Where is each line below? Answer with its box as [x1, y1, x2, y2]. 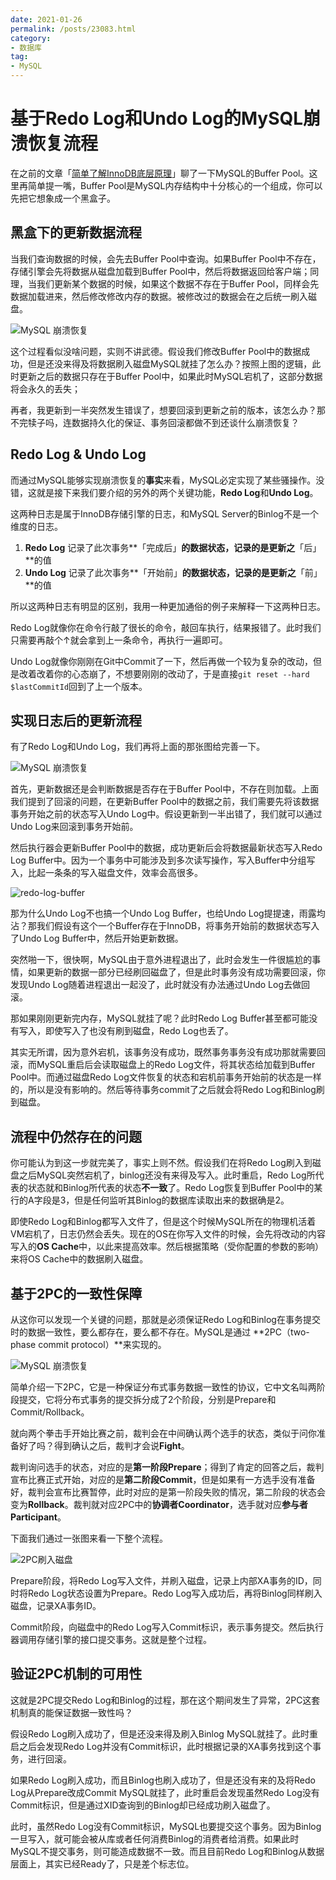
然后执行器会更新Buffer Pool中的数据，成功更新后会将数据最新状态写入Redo [10, 842, 323, 854]
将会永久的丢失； [10, 382, 81, 395]
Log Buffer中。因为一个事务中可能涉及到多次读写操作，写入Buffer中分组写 [10, 854, 316, 866]
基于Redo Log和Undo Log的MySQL [10, 107, 304, 130]
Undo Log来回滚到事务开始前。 [10, 821, 139, 833]
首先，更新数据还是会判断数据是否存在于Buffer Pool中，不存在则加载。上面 [10, 783, 320, 795]
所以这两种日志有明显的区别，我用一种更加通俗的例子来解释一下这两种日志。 [10, 600, 326, 612]
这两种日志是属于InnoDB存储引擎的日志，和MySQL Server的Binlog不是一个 [10, 507, 319, 520]
